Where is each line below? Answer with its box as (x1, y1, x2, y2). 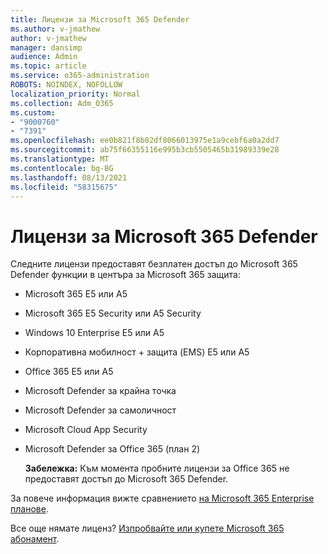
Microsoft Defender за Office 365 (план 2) (24, 443, 201, 455)
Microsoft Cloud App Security (24, 424, 148, 436)
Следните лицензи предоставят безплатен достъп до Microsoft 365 (10, 258, 298, 270)
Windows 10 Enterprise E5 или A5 (24, 327, 165, 339)
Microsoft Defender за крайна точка (24, 385, 177, 397)
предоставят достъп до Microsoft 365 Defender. (24, 473, 229, 485)
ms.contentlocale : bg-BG (10, 163, 114, 173)
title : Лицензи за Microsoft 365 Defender (10, 14, 190, 25)
